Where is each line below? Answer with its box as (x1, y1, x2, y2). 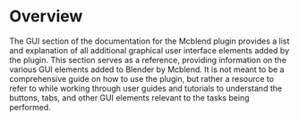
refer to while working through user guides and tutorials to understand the (9, 83, 283, 93)
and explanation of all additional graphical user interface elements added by (9, 44, 290, 55)
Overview (9, 6, 83, 27)
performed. (9, 101, 51, 112)
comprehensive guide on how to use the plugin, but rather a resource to (9, 73, 275, 84)
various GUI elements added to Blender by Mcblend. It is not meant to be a (9, 64, 285, 75)
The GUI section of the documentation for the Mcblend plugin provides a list (9, 36, 290, 46)
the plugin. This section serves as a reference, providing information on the (9, 54, 286, 65)
